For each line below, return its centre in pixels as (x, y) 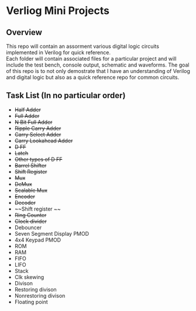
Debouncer (28, 227)
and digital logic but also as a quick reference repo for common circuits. (93, 77)
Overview (24, 32)
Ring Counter (30, 215)
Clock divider (30, 221)
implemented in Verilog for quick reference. (59, 53)
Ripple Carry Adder (38, 128)
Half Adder (27, 110)
